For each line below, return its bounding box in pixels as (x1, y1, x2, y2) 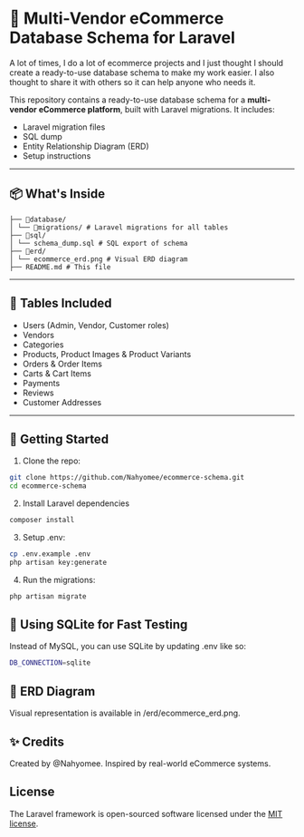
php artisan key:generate (9, 558, 107, 567)
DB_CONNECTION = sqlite (9, 658, 91, 667)
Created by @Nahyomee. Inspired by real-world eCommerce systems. (9, 757, 271, 769)
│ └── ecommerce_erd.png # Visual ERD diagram (9, 254, 188, 264)
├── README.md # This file (9, 262, 111, 271)
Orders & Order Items (22, 358, 102, 369)
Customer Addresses (22, 396, 102, 407)
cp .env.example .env (9, 550, 91, 559)
